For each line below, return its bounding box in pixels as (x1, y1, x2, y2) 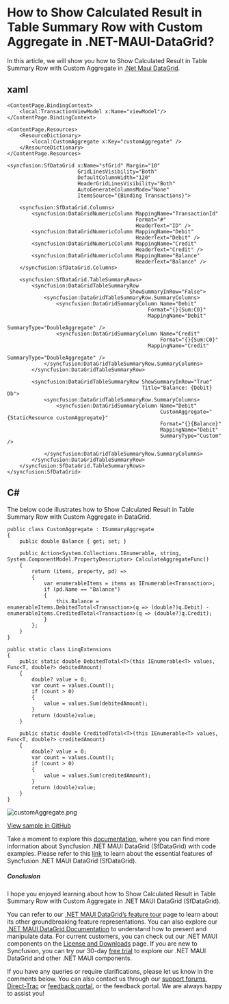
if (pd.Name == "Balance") (43, 585, 121, 593)
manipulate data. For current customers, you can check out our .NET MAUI (7, 932, 217, 940)
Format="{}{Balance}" (159, 420, 222, 427)
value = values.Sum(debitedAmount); (43, 700, 148, 707)
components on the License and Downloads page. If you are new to (7, 939, 198, 948)
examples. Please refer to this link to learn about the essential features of (7, 849, 213, 857)
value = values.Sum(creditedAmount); (43, 772, 152, 779)
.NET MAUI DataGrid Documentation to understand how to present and (7, 924, 207, 933)
